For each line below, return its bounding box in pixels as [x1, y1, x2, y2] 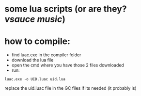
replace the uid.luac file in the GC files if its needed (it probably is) [4, 85, 137, 91]
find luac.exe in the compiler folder [11, 52, 81, 58]
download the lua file [11, 57, 54, 63]
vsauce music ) [4, 14, 66, 25]
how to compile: [4, 36, 71, 47]
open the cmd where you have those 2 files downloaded [11, 62, 124, 68]
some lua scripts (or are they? [4, 3, 127, 15]
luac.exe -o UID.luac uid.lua [4, 77, 66, 82]
